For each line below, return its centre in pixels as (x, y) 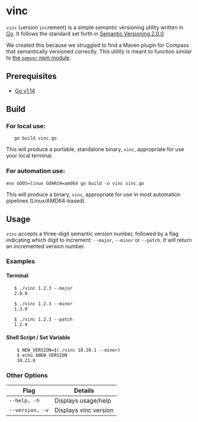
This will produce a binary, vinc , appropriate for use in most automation (93, 194)
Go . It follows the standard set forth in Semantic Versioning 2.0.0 (85, 33)
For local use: (26, 126)
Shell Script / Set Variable (38, 338)
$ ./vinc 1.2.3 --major (43, 288)
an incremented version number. (46, 246)
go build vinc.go (36, 138)
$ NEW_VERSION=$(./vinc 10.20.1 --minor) (68, 350)
